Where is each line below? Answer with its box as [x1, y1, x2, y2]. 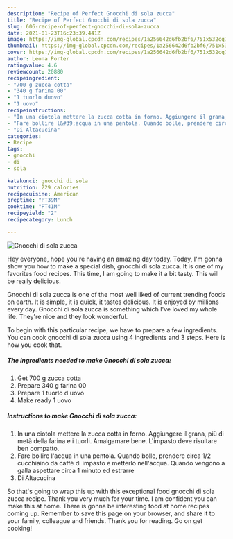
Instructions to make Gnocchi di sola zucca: [7, 412, 137, 420]
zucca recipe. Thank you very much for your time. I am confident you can [7, 494, 217, 503]
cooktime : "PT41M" [7, 203, 60, 210]
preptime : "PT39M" [7, 197, 60, 204]
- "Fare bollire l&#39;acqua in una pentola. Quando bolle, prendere [7, 119, 213, 127]
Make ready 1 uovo [17, 396, 71, 404]
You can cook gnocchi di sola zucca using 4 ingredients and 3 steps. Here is [7, 333, 226, 341]
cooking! [7, 524, 33, 532]
